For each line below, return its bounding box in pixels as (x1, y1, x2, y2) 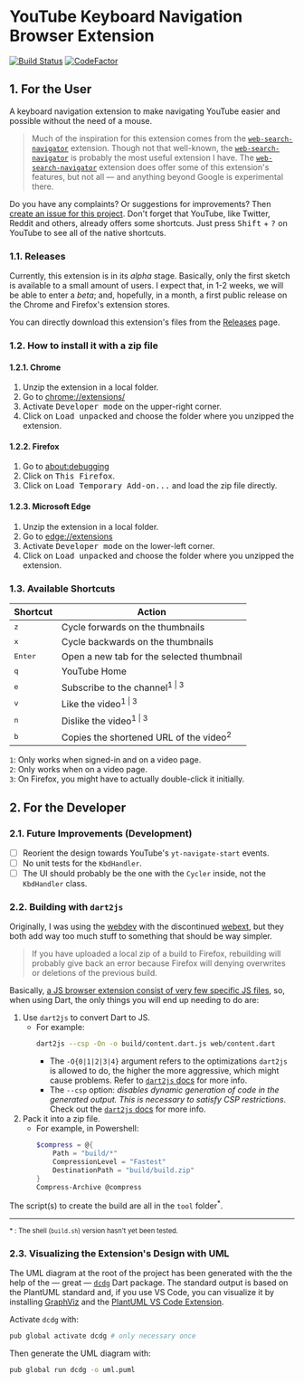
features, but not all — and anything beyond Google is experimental (31, 171, 283, 182)
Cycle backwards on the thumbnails (62, 635, 214, 648)
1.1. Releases (9, 250, 66, 262)
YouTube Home (62, 665, 127, 677)
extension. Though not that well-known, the (71, 142, 233, 153)
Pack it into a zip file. (22, 1113, 101, 1124)
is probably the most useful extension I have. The (71, 152, 255, 163)
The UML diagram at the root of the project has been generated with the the (9, 1268, 292, 1279)
